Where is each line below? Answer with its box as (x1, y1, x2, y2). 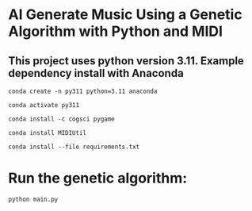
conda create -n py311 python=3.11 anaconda (8, 87, 158, 95)
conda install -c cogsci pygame (8, 115, 115, 123)
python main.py (8, 195, 59, 203)
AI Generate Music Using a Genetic (8, 6, 243, 24)
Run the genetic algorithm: (8, 169, 188, 187)
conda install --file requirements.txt (8, 143, 140, 151)
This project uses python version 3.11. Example (8, 54, 244, 67)
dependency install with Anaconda (8, 66, 184, 80)
